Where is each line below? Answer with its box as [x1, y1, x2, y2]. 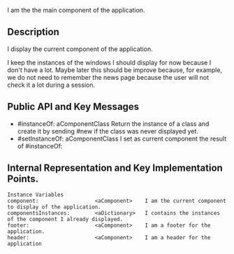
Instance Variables [7, 192, 64, 199]
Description [7, 26, 59, 38]
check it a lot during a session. [7, 80, 96, 89]
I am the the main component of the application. [7, 6, 145, 14]
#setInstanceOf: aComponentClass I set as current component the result [17, 134, 227, 143]
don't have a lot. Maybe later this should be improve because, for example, [7, 66, 222, 74]
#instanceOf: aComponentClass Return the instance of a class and [17, 119, 210, 128]
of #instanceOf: [17, 141, 63, 150]
